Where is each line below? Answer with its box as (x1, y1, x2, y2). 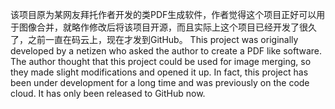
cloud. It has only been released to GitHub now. (10, 88, 206, 99)
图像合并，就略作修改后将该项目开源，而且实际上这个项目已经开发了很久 (18, 21, 317, 33)
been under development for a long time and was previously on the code (10, 77, 310, 88)
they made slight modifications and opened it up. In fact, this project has (10, 66, 309, 78)
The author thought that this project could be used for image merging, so (10, 56, 312, 67)
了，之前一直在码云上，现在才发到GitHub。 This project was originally (10, 34, 299, 45)
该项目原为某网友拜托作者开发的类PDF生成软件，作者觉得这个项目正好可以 (10, 9, 317, 20)
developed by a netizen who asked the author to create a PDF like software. (10, 45, 323, 57)
